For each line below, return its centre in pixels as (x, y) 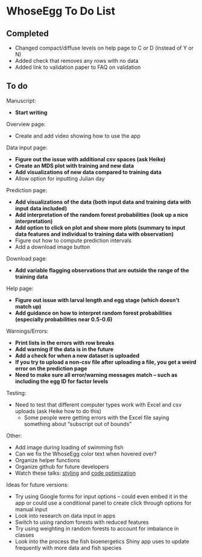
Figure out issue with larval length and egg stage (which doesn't (97, 300)
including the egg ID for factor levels (62, 381)
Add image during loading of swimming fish (69, 447)
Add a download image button (52, 246)
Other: (14, 436)
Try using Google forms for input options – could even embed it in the (101, 496)
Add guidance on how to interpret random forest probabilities (93, 313)
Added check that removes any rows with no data (77, 61)
